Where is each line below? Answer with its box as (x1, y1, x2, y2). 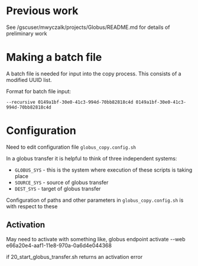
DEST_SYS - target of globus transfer (14, 185, 101, 192)
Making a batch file (6, 51, 102, 64)
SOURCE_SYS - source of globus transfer (14, 179, 109, 186)
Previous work (6, 4, 79, 18)
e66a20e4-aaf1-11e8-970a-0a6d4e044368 (6, 242, 112, 249)
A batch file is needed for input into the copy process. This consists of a (6, 70, 181, 77)
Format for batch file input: (6, 87, 72, 95)
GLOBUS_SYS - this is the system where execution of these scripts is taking (14, 166, 193, 173)
